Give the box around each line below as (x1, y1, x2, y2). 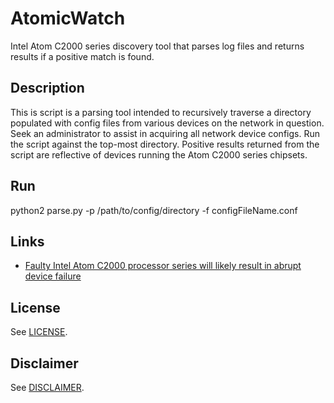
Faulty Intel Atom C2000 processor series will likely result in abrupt (24, 260, 302, 272)
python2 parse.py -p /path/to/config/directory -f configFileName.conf (10, 204, 298, 216)
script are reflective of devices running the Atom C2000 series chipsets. (10, 148, 308, 161)
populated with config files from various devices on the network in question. (10, 117, 325, 129)
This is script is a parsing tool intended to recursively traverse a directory (10, 106, 312, 118)
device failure (24, 270, 82, 282)
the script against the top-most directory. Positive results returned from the (10, 138, 320, 150)
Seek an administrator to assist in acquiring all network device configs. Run (10, 127, 320, 139)
